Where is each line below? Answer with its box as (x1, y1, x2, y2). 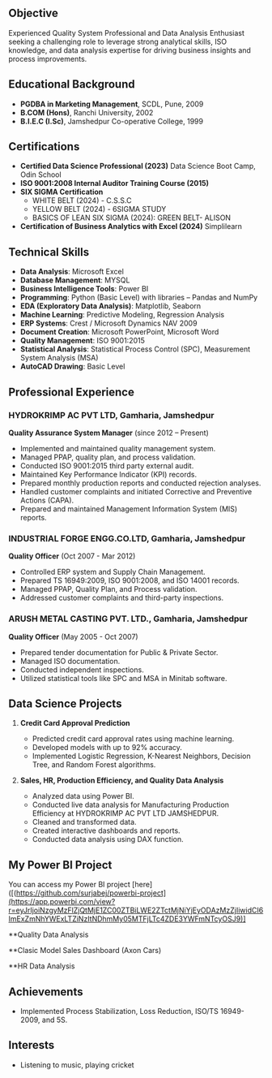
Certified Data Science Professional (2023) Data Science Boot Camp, (19, 162, 257, 171)
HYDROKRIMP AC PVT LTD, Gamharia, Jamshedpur (8, 409, 215, 420)
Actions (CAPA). (19, 495, 74, 505)
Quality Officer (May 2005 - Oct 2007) (8, 632, 139, 641)
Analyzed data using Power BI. (32, 791, 135, 801)
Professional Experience (8, 385, 135, 399)
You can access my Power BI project (8, 880, 131, 890)
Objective (8, 6, 59, 20)
